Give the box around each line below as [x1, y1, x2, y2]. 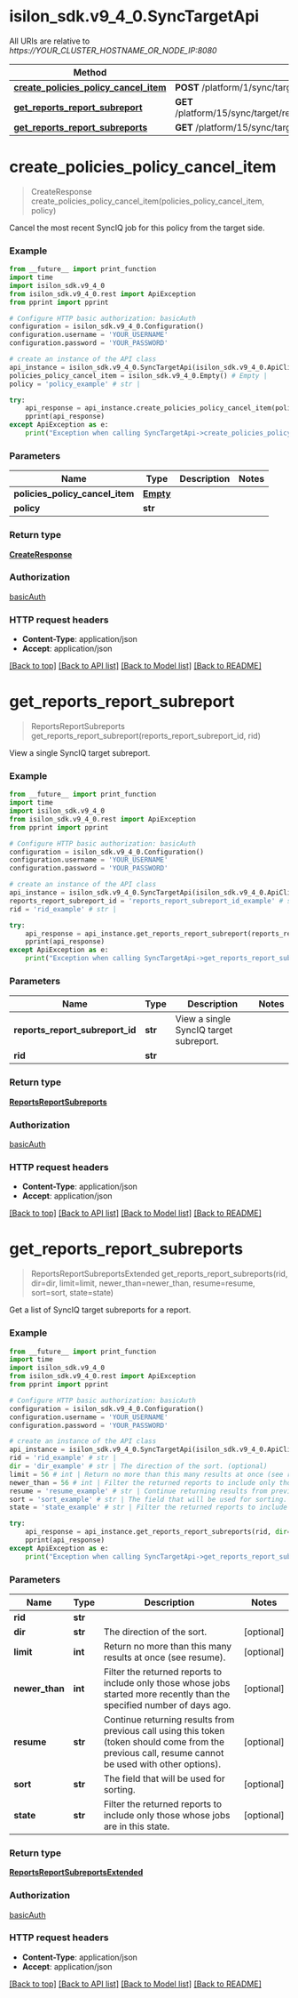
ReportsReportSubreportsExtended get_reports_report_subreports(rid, [30, 1269, 288, 1280]
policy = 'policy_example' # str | [9, 380, 141, 389]
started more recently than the [103, 1688, 231, 1700]
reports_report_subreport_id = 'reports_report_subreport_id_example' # [9, 896, 284, 905]
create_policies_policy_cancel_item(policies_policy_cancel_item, [30, 196, 264, 206]
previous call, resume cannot [103, 1746, 224, 1759]
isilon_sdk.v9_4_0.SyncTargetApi [9, 6, 260, 27]
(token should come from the [103, 1736, 224, 1748]
